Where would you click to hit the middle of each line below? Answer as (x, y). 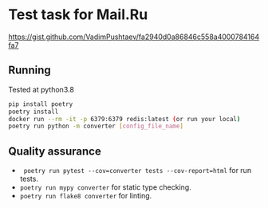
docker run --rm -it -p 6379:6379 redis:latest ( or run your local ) (124, 119)
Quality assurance (55, 151)
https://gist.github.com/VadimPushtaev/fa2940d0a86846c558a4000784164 (134, 37)
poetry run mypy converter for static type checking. (105, 187)
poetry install (33, 112)
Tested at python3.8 (41, 89)
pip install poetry (41, 104)
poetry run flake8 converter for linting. (86, 196)
